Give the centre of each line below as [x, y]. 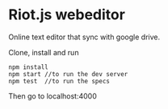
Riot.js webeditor [67, 15]
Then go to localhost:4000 [52, 96]
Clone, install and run [44, 52]
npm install [28, 67]
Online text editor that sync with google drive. [84, 37]
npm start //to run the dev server [68, 74]
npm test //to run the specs [59, 81]
